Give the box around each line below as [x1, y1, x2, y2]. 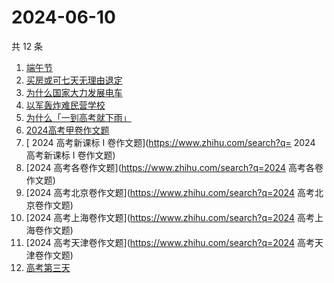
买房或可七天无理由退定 [25, 74, 123, 86]
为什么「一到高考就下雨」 [25, 111, 132, 123]
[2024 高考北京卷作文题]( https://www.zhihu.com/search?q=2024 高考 [25, 186, 315, 198]
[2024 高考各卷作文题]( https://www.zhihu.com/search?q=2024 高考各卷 [25, 161, 324, 173]
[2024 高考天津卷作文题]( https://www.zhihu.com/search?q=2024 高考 [25, 236, 315, 248]
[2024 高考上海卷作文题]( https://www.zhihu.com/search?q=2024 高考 [25, 211, 315, 223]
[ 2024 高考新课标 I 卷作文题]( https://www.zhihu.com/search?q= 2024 [25, 136, 316, 148]
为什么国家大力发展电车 [25, 86, 123, 98]
